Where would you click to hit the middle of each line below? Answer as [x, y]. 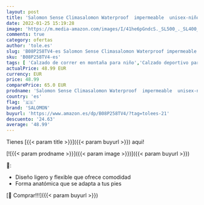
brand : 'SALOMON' [28, 108]
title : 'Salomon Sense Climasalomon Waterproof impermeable [85, 18]
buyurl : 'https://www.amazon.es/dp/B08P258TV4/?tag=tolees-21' [88, 113]
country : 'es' [24, 96]
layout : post [23, 12]
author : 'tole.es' [29, 46]
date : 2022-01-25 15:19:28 [40, 23]
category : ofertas [29, 40]
